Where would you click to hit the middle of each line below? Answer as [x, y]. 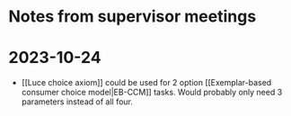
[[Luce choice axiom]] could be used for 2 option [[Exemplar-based [146, 83]
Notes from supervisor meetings [132, 17]
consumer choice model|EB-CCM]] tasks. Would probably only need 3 [152, 93]
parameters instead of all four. [77, 102]
